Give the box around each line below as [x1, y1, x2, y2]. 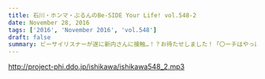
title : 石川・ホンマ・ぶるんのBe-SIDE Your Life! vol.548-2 [8, 11, 197, 20]
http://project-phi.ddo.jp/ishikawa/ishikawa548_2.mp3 [8, 62, 185, 71]
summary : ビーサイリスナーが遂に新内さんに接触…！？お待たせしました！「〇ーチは [8, 41, 243, 48]
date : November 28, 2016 [8, 19, 90, 27]
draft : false [8, 33, 51, 41]
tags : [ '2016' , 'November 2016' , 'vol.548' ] [8, 26, 157, 34]
